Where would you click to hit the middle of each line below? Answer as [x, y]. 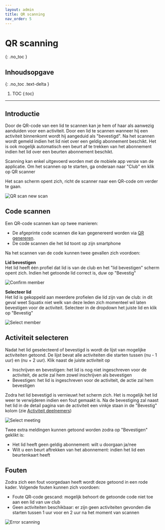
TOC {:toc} [23, 94]
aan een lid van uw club [36, 502]
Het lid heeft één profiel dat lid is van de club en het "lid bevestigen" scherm [82, 267]
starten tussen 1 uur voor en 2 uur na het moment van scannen [76, 513]
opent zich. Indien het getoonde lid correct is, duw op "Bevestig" [71, 273]
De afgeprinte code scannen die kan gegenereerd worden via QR [78, 233]
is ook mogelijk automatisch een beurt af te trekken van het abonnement [78, 146]
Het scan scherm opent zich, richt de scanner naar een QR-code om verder [82, 181]
